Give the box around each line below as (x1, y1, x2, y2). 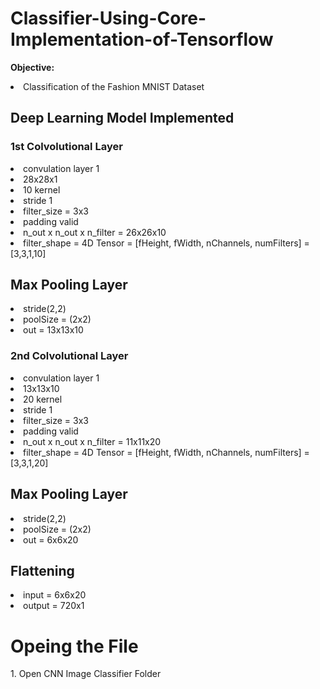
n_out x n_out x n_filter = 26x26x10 (23, 226, 167, 238)
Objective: (10, 61, 55, 73)
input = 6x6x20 (23, 589, 87, 601)
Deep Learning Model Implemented (10, 110, 235, 127)
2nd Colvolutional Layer (10, 349, 129, 363)
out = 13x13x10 (23, 324, 84, 336)
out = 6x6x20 (23, 533, 79, 546)
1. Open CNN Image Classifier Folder (10, 668, 162, 680)
